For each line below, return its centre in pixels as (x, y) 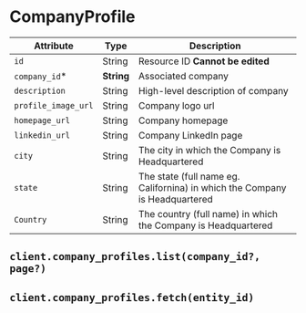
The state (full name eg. (189, 176)
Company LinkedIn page (190, 135)
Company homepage (183, 120)
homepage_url (42, 120)
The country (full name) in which (208, 214)
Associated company (184, 76)
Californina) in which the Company (212, 187)
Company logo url (176, 105)
